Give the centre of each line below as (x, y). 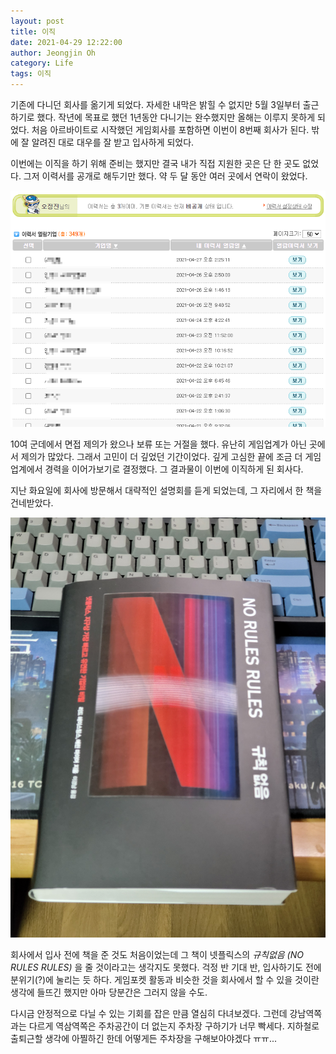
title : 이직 (33, 31)
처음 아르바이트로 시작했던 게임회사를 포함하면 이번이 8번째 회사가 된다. (170, 129)
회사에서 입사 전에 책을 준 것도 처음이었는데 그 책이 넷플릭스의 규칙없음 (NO (157, 955)
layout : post (37, 21)
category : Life (42, 63)
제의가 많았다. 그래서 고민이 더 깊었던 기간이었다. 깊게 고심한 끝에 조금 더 (161, 457)
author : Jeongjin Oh (53, 53)
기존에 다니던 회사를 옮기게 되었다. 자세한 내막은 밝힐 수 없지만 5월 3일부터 (155, 104)
